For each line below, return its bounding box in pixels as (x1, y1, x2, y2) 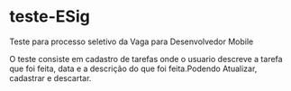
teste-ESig (9, 6, 90, 27)
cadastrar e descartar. (9, 72, 92, 83)
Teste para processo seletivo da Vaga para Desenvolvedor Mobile (9, 36, 254, 47)
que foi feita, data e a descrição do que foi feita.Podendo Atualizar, (9, 63, 258, 74)
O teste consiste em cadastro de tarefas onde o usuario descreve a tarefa (9, 53, 283, 64)
